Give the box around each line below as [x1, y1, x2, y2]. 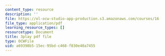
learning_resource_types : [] [5, 25, 65, 30]
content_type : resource [5, 7, 54, 12]
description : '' [5, 12, 38, 17]
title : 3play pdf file [5, 35, 52, 39]
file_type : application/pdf [5, 20, 63, 26]
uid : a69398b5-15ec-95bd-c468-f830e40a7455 [5, 43, 96, 48]
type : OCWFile [5, 39, 34, 44]
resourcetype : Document [5, 30, 54, 35]
